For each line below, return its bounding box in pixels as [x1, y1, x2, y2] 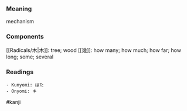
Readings [6, 68, 34, 76]
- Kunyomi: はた [6, 82, 44, 88]
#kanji [6, 98, 21, 105]
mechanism [6, 18, 34, 25]
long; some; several [6, 53, 54, 60]
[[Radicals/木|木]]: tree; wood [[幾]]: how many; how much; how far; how [6, 46, 182, 54]
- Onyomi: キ [6, 88, 37, 94]
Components [6, 33, 44, 41]
